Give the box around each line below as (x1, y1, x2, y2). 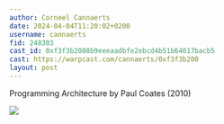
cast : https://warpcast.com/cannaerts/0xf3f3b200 (9, 55, 200, 64)
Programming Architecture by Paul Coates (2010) (9, 87, 192, 99)
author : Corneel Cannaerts (9, 13, 111, 22)
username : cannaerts (9, 30, 87, 39)
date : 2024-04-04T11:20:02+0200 (9, 22, 130, 31)
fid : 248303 (9, 38, 54, 48)
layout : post (9, 64, 58, 73)
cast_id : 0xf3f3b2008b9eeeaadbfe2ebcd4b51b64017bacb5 (9, 47, 216, 56)
